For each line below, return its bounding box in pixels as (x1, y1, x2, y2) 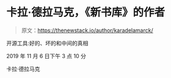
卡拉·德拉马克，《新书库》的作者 (6, 5, 166, 19)
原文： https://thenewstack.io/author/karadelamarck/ (21, 27, 154, 34)
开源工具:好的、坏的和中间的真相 (6, 39, 89, 47)
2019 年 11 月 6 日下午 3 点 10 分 (6, 52, 87, 59)
